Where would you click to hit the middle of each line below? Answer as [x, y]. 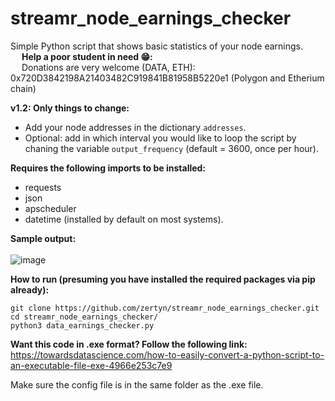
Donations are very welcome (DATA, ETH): [108, 67]
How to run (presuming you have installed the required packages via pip [163, 279]
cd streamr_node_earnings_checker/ [84, 317]
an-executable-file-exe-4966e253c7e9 [91, 365]
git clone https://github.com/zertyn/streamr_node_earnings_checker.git [165, 308]
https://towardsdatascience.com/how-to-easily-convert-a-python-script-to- [167, 354]
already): [30, 289]
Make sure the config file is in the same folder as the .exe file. [137, 384]
